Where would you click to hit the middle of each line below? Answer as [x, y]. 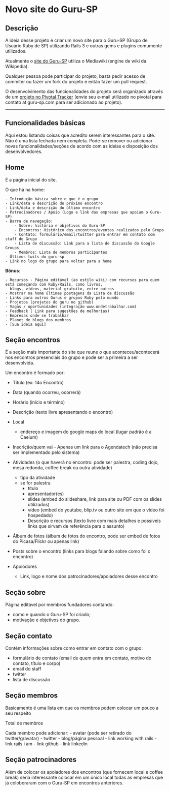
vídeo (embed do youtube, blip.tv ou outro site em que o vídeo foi [96, 510]
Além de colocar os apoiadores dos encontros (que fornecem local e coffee [84, 772]
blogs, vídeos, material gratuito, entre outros [62, 289]
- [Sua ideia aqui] [26, 324]
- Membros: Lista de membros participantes [61, 252]
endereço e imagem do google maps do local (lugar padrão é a [86, 432]
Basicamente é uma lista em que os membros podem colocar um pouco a [82, 708]
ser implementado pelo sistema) [46, 452]
